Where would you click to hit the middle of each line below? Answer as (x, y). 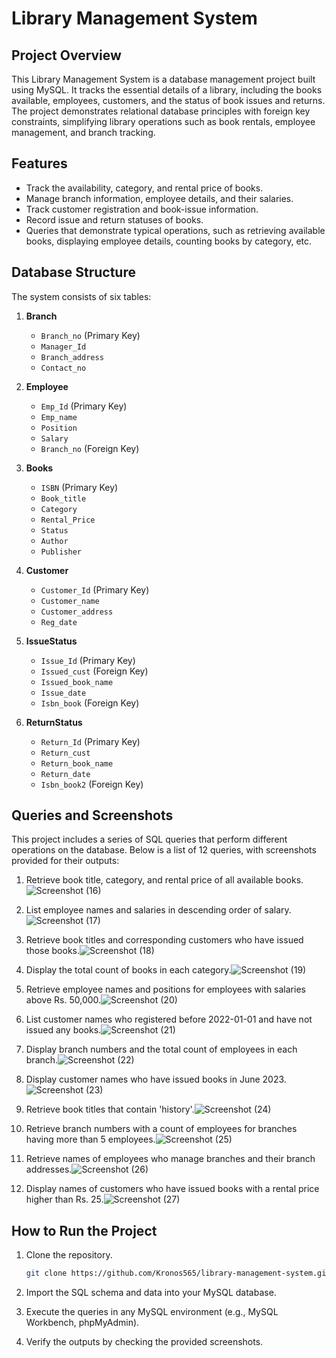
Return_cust (65, 753)
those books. (53, 951)
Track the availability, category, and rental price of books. (144, 188)
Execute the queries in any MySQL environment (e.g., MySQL (152, 1312)
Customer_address (77, 612)
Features (39, 163)
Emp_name (59, 417)
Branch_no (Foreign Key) (90, 448)
